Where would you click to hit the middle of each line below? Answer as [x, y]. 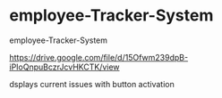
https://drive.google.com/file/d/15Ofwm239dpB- [99, 57]
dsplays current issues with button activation [92, 84]
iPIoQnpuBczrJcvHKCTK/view [64, 67]
